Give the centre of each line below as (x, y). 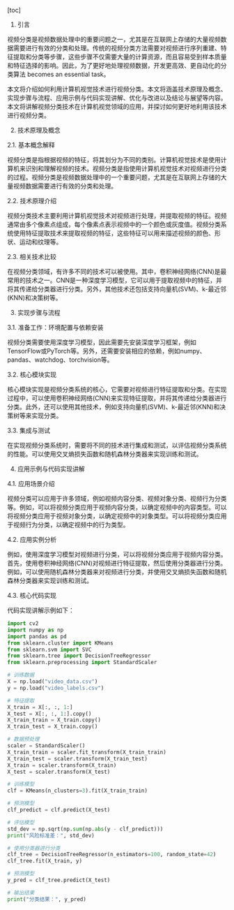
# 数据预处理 (23, 740)
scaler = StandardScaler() (46, 746)
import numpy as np (36, 630)
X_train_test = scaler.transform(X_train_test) (78, 758)
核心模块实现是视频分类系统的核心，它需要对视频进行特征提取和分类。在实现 (117, 389)
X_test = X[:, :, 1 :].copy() (49, 714)
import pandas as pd (37, 636)
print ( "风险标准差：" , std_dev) (51, 835)
